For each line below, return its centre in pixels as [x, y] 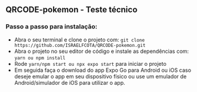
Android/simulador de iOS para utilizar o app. [70, 83]
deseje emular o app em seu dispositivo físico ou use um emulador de [100, 76]
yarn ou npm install [40, 58]
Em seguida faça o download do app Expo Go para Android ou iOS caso [103, 70]
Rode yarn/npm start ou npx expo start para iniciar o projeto [90, 64]
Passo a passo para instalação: [52, 27]
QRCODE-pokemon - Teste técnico [72, 10]
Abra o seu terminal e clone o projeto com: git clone [79, 39]
